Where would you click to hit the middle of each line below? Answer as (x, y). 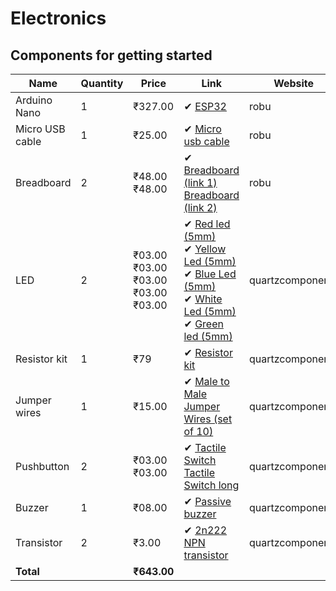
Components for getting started (111, 55)
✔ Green (203, 324)
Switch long (211, 485)
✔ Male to (206, 381)
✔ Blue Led (210, 274)
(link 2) (200, 207)
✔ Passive (207, 501)
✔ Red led (207, 224)
